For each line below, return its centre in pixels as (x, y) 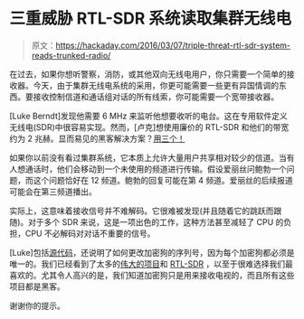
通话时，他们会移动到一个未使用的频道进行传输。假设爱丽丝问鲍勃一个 (156, 169)
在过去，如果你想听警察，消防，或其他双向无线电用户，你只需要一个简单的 (148, 74)
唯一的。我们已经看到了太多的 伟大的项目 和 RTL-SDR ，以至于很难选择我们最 (152, 264)
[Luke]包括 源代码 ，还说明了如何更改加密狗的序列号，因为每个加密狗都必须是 (152, 252)
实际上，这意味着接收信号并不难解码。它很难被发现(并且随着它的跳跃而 (142, 211)
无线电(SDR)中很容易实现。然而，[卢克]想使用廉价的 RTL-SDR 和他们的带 (145, 127)
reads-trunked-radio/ (71, 55)
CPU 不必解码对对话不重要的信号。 (90, 233)
